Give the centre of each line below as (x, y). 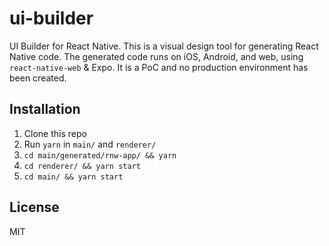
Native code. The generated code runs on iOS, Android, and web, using (156, 56)
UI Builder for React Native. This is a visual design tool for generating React (164, 46)
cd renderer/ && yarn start (82, 166)
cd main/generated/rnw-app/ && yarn (100, 155)
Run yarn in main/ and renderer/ (90, 144)
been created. (38, 78)
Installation (45, 109)
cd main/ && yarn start (73, 177)
